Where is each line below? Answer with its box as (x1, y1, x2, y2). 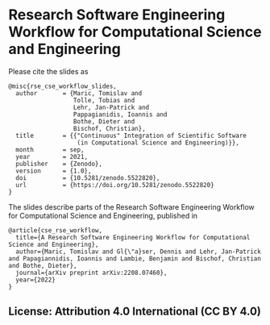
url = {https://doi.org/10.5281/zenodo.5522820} (15, 181, 215, 189)
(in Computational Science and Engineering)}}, (77, 139, 240, 147)
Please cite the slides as (8, 66, 89, 76)
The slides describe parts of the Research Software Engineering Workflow (8, 202, 255, 211)
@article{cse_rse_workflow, (8, 226, 103, 235)
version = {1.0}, (15, 167, 92, 175)
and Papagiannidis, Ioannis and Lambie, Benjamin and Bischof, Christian (8, 254, 262, 263)
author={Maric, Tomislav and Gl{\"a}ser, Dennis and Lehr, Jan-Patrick (15, 248, 262, 256)
